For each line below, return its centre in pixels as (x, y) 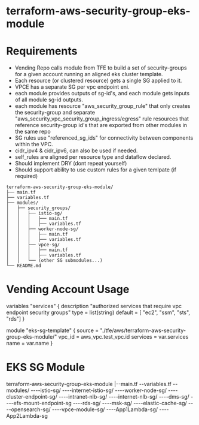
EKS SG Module (46, 367)
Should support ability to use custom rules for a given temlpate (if (95, 170)
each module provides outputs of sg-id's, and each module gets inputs (102, 94)
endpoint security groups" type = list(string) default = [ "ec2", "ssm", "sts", (98, 312)
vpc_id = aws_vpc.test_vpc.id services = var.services (123, 337)
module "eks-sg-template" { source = (53, 330)
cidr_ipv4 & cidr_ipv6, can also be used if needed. (76, 150)
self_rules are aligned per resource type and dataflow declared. (93, 157)
